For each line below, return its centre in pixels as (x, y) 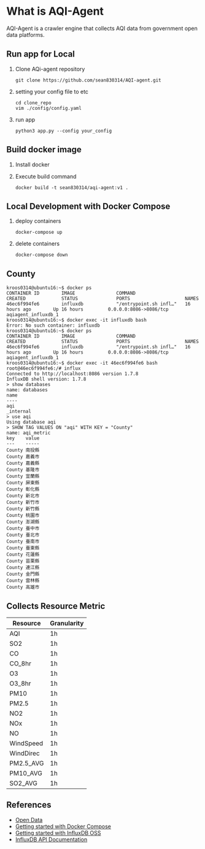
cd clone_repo (33, 103)
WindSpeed (26, 743)
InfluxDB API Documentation (51, 839)
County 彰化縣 (23, 489)
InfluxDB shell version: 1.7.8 (46, 379)
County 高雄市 (23, 587)
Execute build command (46, 176)
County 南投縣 (23, 450)
